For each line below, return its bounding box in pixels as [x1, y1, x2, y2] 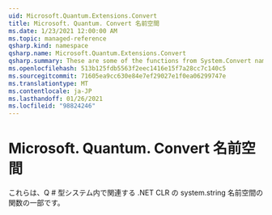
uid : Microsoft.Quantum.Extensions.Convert [8, 11, 158, 20]
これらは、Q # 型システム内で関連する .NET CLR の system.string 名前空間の [8, 188, 264, 198]
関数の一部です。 [8, 198, 65, 208]
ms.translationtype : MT [8, 79, 89, 87]
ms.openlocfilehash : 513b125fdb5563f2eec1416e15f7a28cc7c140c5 [8, 65, 227, 73]
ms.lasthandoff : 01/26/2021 [8, 95, 104, 103]
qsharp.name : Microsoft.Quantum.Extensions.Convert [8, 49, 186, 57]
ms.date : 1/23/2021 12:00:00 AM [8, 27, 117, 35]
